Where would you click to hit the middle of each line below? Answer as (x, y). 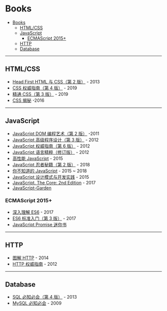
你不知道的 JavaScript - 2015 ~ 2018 (49, 171)
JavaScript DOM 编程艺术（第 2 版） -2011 (56, 133)
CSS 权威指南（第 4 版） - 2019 (44, 88)
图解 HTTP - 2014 (30, 258)
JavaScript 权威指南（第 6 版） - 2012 (51, 146)
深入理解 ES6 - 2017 (33, 212)
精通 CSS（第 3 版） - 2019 (40, 94)
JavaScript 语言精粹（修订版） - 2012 (51, 152)
